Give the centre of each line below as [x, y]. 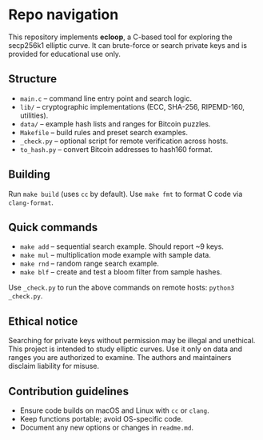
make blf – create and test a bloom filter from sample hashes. [121, 272]
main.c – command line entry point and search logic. [106, 98]
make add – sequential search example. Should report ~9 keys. [122, 246]
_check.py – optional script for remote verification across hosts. [124, 141]
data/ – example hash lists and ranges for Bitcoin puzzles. [115, 124]
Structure [33, 79]
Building [29, 175]
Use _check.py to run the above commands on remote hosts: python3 [121, 288]
